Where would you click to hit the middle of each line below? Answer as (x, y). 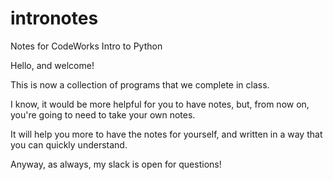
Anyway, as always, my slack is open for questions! (116, 164)
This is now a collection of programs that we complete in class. (140, 84)
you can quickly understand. (69, 144)
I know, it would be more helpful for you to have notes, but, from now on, (160, 104)
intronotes (54, 18)
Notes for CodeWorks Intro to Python (86, 46)
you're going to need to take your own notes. (103, 114)
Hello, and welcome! (52, 65)
